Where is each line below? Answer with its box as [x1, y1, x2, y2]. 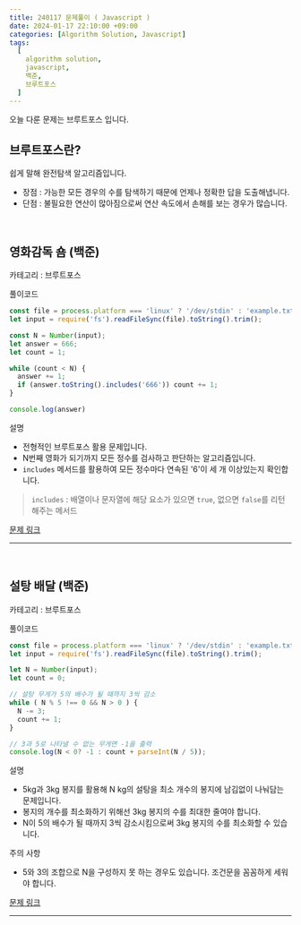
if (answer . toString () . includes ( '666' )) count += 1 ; [17, 381, 219, 390]
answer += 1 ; [17, 373, 66, 381]
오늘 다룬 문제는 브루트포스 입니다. [9, 114, 129, 124]
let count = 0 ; [9, 673, 66, 683]
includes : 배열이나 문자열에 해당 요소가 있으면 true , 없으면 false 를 [30, 493, 269, 504]
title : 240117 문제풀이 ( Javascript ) [9, 13, 150, 22]
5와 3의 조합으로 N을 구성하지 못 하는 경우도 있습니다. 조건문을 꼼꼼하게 [21, 867, 272, 878]
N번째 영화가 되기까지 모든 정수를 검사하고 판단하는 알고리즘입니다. [21, 452, 256, 463]
